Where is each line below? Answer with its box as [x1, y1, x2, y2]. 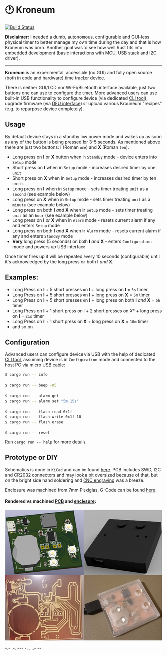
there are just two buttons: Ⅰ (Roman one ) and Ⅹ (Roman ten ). [5, 144, 129, 150]
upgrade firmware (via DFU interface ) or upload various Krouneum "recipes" [5, 100, 162, 106]
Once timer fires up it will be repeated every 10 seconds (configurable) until [5, 253, 160, 259]
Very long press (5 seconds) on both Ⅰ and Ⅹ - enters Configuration [12, 238, 152, 244]
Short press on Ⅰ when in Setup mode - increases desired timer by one [12, 164, 156, 170]
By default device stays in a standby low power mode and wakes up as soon [5, 133, 162, 139]
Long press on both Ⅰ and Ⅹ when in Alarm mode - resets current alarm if [12, 228, 161, 234]
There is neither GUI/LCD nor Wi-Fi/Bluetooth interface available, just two [5, 84, 156, 90]
